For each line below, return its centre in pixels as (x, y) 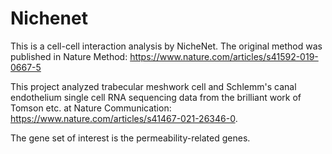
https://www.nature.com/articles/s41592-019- (224, 56)
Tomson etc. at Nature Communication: (91, 108)
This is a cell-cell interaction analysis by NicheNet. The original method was (166, 46)
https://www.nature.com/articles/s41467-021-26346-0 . (124, 118)
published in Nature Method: (69, 56)
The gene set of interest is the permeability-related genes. (130, 138)
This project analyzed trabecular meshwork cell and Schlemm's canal (153, 86)
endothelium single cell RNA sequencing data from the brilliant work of (156, 97)
